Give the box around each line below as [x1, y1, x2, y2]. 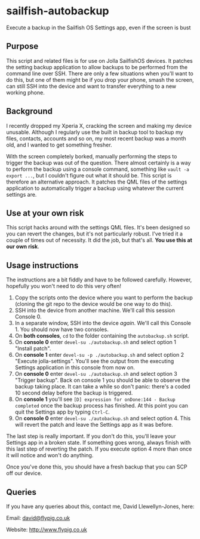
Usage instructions [6, 260, 79, 270]
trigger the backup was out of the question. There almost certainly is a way [6, 159, 191, 166]
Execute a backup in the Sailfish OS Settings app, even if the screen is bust [6, 24, 191, 31]
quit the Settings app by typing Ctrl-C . [14, 408, 110, 416]
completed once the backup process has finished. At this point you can [14, 402, 188, 409]
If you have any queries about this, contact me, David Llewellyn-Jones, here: [6, 503, 195, 510]
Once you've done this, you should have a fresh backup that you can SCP [6, 463, 187, 470]
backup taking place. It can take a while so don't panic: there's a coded [14, 383, 191, 390]
